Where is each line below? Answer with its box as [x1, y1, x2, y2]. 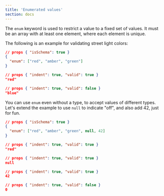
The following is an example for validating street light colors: [5, 40, 128, 46]
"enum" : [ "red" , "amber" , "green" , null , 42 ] [9, 129, 106, 134]
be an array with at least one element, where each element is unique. [5, 31, 146, 37]
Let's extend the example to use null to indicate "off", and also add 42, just [5, 105, 159, 111]
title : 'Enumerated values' [5, 7, 63, 12]
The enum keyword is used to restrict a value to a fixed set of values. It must [5, 25, 159, 31]
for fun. [5, 110, 21, 116]
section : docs [5, 12, 35, 17]
